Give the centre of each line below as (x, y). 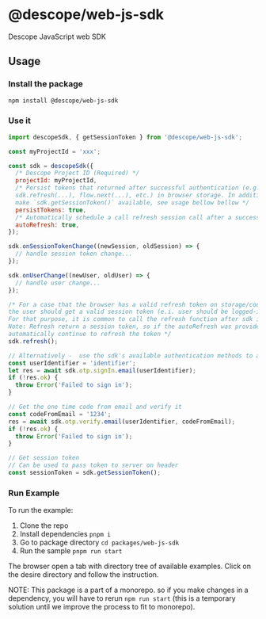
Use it (20, 120)
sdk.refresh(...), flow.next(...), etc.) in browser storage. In (125, 196)
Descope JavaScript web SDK (57, 36)
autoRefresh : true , (47, 225)
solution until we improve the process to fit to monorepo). (102, 607)
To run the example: (41, 510)
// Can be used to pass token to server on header (93, 465)
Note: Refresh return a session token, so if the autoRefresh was (120, 327)
